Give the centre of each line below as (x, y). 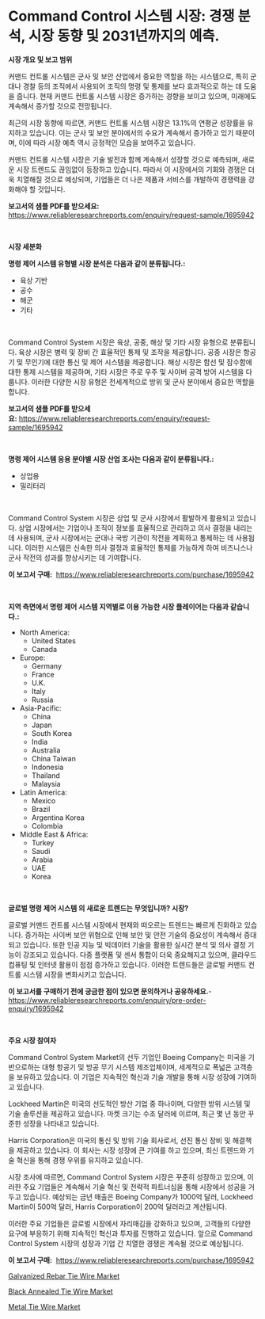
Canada (44, 649)
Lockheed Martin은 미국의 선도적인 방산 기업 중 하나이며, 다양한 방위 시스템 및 (129, 1104)
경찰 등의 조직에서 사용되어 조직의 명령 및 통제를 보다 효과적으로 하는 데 (132, 86)
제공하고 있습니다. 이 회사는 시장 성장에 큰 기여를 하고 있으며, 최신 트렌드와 (131, 1150)
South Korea (52, 733)
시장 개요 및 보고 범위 (40, 59)
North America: (44, 632)
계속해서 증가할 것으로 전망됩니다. (60, 106)
